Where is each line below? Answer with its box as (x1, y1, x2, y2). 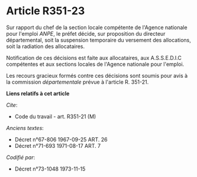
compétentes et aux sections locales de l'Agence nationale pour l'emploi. (6, 61, 185, 68)
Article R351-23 (6, 4, 85, 18)
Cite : (6, 101, 18, 108)
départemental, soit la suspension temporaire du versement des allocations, (6, 36, 191, 43)
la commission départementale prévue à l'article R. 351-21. (6, 78, 149, 86)
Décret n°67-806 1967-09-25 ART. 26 (14, 135, 108, 143)
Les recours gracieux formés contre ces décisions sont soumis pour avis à (6, 72, 188, 79)
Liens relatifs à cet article (6, 90, 70, 97)
